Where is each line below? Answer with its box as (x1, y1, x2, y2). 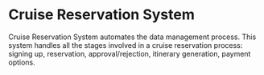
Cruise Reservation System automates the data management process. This (8, 32, 257, 41)
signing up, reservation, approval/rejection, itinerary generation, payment (8, 49, 251, 58)
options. (8, 57, 36, 67)
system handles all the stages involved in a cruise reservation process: (8, 40, 243, 49)
